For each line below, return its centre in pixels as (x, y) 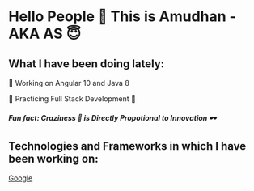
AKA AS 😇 (45, 34)
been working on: (53, 158)
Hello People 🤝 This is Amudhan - (123, 17)
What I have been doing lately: (87, 64)
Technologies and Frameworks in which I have (127, 146)
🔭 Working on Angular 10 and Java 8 (69, 83)
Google (21, 178)
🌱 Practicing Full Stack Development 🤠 (72, 99)
